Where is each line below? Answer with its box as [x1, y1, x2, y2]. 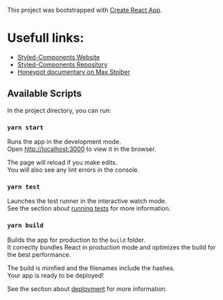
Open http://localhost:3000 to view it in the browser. [7, 145, 157, 153]
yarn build [7, 222, 44, 229]
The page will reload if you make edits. [7, 159, 118, 167]
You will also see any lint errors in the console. [7, 166, 140, 174]
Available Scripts [7, 88, 82, 100]
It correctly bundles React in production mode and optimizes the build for [7, 242, 216, 252]
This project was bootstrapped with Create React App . [7, 6, 163, 14]
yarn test [7, 183, 40, 191]
